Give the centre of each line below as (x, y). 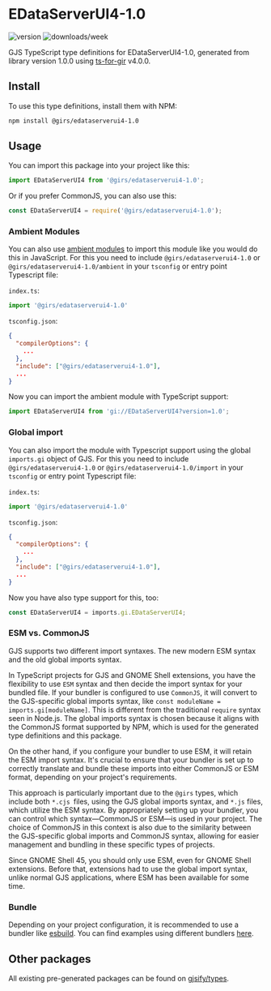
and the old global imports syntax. (65, 659)
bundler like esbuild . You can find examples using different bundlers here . (131, 933)
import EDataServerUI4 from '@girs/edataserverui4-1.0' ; (106, 180)
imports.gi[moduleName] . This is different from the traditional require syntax (135, 710)
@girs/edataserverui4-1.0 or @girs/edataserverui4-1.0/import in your (126, 467)
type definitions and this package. (65, 736)
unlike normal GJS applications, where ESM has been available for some (129, 877)
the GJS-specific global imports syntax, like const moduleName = (114, 701)
